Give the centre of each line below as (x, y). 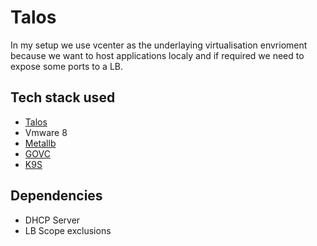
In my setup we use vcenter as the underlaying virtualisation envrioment (159, 45)
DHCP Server (52, 220)
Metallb (40, 143)
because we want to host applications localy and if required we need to (157, 55)
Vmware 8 (46, 132)
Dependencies (56, 196)
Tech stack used (63, 97)
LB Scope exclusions (68, 230)
